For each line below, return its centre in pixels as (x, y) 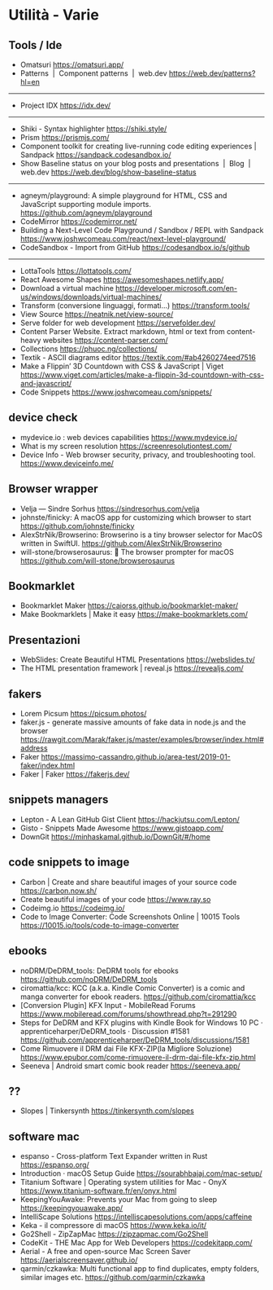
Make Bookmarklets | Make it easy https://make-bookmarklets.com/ (134, 614)
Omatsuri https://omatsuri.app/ (72, 64)
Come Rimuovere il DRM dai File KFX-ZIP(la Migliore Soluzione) (126, 1048)
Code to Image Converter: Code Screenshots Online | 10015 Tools (130, 916)
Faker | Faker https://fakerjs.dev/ (75, 774)
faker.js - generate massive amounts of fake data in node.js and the (133, 722)
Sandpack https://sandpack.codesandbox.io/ (95, 155)
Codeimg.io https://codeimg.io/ (72, 908)
